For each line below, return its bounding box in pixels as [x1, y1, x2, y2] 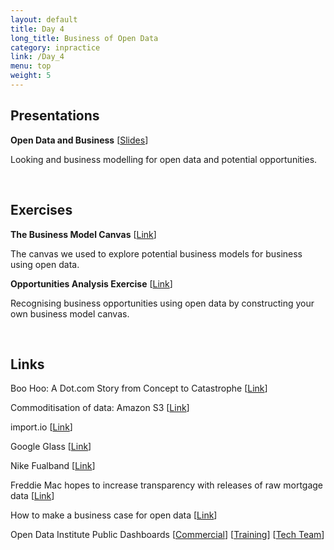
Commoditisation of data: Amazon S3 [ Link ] [10, 402, 190, 414]
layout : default [10, 14, 78, 25]
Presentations [10, 107, 100, 125]
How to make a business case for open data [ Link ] [10, 509, 218, 521]
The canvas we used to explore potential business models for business [10, 247, 303, 260]
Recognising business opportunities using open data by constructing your [10, 297, 315, 309]
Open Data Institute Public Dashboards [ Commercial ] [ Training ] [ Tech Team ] [10, 529, 325, 541]
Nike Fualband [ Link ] [10, 460, 96, 472]
